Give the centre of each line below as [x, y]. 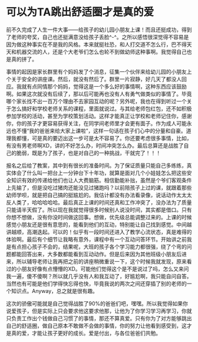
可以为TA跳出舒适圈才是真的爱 [80, 12]
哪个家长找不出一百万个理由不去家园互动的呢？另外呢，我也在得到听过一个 [96, 101]
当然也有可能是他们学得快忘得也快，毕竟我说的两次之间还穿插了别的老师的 [96, 284]
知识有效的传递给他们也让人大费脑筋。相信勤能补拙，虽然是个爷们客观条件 [101, 180]
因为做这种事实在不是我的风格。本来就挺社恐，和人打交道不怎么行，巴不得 [96, 44]
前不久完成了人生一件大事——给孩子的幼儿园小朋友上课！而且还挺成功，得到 [99, 30]
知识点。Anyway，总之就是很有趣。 [55, 291]
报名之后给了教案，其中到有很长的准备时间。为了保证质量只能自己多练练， [96, 165]
